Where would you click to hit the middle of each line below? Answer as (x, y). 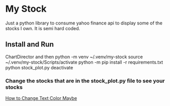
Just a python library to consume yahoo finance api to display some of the (84, 23)
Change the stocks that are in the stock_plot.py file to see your (85, 81)
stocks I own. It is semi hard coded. (43, 28)
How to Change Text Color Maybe (41, 98)
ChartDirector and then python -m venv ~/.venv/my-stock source (74, 57)
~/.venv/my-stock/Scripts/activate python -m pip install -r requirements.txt (84, 62)
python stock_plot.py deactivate (39, 67)
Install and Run (30, 45)
